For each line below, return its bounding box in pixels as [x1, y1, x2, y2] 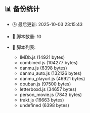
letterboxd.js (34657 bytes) [19, 86, 77, 92]
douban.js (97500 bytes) [19, 81, 71, 87]
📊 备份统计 [5, 5, 40, 14]
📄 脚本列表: [12, 44, 36, 50]
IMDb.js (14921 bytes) [19, 54, 65, 60]
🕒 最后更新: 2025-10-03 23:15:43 [12, 21, 83, 27]
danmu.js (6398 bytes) [19, 65, 67, 71]
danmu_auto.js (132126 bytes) [19, 70, 82, 76]
